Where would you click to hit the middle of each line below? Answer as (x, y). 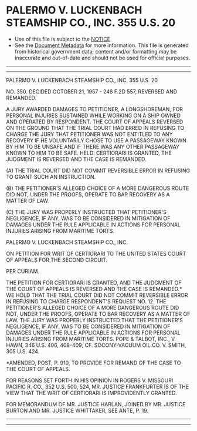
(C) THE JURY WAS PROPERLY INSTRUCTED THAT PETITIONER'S (86, 212)
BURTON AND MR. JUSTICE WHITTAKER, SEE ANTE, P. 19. (77, 410)
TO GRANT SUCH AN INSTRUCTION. (51, 176)
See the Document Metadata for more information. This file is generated (101, 45)
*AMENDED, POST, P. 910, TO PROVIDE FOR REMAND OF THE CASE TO (94, 363)
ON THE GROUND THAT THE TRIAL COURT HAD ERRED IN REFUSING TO (95, 128)
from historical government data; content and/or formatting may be (96, 51)
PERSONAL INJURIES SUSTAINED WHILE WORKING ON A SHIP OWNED (93, 115)
